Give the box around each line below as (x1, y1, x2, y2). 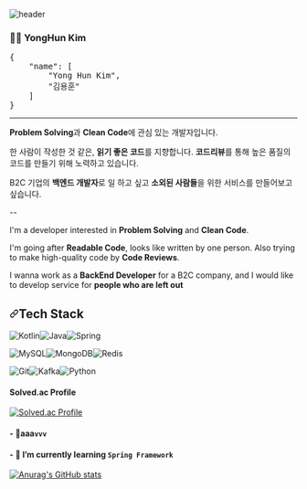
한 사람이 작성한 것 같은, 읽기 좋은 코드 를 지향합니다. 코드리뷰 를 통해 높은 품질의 (9, 146, 291, 157)
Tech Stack (18, 306, 84, 322)
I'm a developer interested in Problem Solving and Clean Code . (9, 225, 249, 236)
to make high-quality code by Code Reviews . (9, 252, 180, 263)
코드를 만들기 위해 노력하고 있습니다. (9, 158, 139, 169)
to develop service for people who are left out (9, 280, 184, 291)
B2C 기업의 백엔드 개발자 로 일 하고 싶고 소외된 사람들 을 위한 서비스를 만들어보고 (9, 177, 293, 188)
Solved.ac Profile (9, 387, 76, 398)
